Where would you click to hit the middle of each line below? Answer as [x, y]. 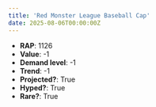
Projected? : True [48, 79]
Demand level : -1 [48, 62]
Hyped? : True [42, 87]
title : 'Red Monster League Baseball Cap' [79, 15]
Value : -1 [34, 54]
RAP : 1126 [36, 45]
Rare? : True [39, 96]
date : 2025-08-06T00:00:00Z [55, 23]
